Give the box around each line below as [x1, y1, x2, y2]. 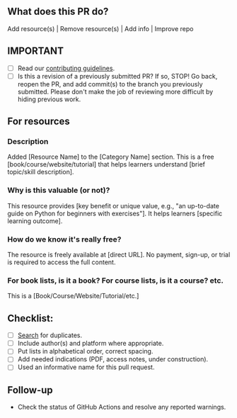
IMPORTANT [7, 45, 64, 57]
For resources [7, 115, 71, 128]
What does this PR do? [7, 6, 109, 18]
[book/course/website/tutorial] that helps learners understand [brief [7, 160, 205, 169]
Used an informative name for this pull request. [17, 363, 155, 371]
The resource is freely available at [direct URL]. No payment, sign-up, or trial [7, 251, 231, 259]
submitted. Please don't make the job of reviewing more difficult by [17, 87, 214, 96]
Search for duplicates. [17, 331, 83, 339]
